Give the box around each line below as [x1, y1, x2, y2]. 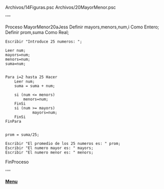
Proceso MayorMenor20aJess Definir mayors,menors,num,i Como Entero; [5, 24, 159, 30]
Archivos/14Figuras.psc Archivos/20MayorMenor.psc [5, 5, 116, 10]
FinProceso [5, 159, 29, 165]
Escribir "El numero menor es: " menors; [5, 150, 94, 155]
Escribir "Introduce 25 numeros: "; [5, 39, 82, 44]
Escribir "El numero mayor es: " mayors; [5, 145, 94, 150]
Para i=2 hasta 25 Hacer [5, 74, 58, 80]
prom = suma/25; [5, 132, 39, 137]
